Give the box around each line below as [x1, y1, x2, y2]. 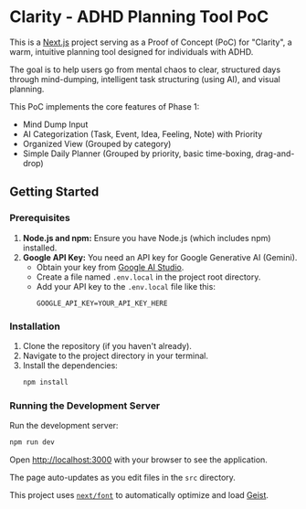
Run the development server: [9, 420, 119, 431]
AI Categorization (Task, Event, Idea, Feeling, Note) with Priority [22, 128, 263, 139]
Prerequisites [9, 212, 70, 225]
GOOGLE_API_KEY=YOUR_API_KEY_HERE [36, 299, 168, 308]
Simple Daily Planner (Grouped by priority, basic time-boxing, [22, 148, 254, 159]
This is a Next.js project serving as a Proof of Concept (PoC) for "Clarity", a [9, 37, 292, 48]
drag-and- [255, 148, 295, 159]
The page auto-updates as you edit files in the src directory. [9, 472, 236, 482]
